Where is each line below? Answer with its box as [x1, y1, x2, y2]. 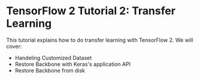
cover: [6, 43, 22, 50]
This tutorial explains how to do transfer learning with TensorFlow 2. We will [6, 36, 194, 43]
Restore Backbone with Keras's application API [14, 61, 131, 68]
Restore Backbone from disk [14, 67, 86, 74]
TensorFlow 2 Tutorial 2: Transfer [6, 4, 176, 18]
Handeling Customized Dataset [14, 54, 92, 61]
